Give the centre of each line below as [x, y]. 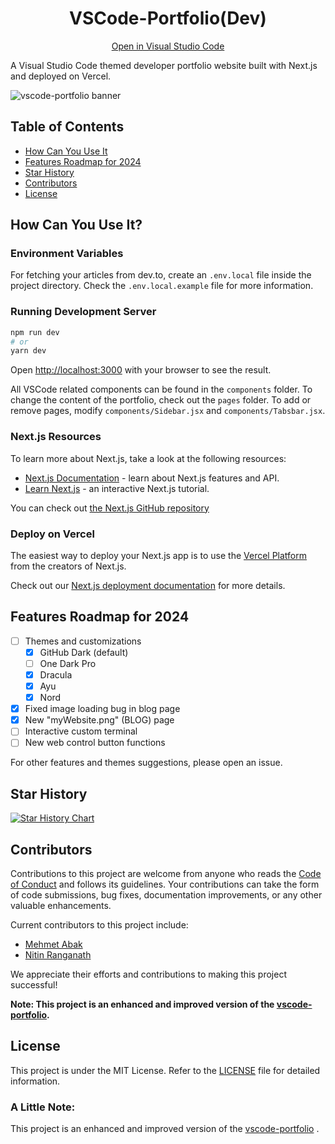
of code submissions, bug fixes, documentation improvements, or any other [166, 895]
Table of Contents [67, 127]
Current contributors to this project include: [99, 925]
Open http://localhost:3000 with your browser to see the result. [141, 370]
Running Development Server [83, 312]
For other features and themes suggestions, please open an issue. [146, 763]
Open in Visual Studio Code [168, 46]
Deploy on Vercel [52, 534]
